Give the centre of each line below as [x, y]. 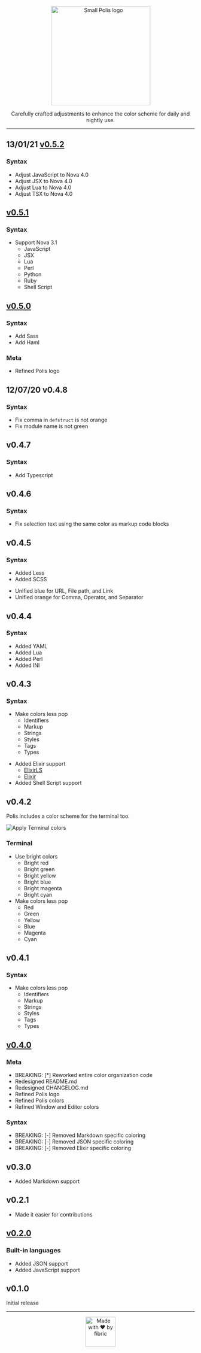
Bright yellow [40, 875]
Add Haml [27, 342]
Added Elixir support [40, 764]
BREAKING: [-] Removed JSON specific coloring [74, 1142]
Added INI [27, 665]
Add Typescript [34, 475]
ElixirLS [33, 770]
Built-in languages [33, 1251]
